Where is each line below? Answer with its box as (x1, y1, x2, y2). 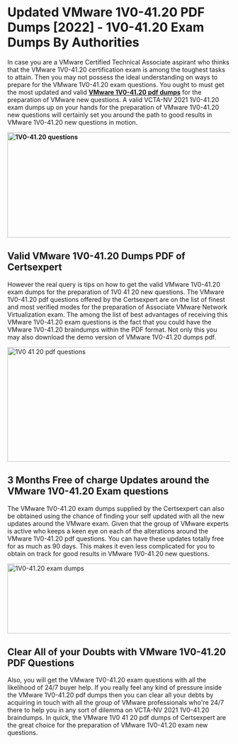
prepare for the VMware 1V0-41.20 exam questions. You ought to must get (7, 80, 225, 89)
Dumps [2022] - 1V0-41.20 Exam (7, 19, 205, 35)
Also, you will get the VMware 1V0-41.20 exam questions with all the (7, 676, 207, 684)
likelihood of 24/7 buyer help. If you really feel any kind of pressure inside (7, 683, 222, 692)
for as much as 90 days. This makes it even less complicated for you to (7, 541, 215, 550)
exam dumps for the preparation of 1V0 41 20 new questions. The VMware (7, 288, 225, 296)
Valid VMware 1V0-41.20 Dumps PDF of (7, 250, 186, 262)
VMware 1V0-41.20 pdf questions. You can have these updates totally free (7, 534, 225, 543)
